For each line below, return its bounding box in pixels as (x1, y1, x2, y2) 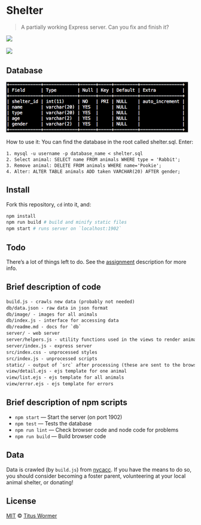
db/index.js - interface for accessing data (6, 317, 119, 324)
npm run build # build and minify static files (6, 220, 127, 226)
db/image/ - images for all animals (6, 311, 98, 317)
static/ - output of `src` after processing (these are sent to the (6, 362, 181, 368)
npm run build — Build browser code (14, 433, 106, 440)
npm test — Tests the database (14, 419, 92, 427)
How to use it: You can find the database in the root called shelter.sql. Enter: (6, 138, 193, 145)
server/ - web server (6, 331, 60, 337)
